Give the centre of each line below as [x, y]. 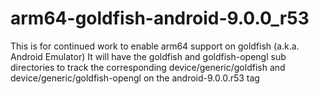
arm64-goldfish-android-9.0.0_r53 [160, 18]
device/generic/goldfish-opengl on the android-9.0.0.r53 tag [135, 78]
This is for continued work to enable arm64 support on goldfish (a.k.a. [155, 46]
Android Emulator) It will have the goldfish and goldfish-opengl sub [148, 56]
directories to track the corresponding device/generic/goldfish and [148, 67]
